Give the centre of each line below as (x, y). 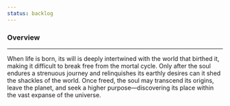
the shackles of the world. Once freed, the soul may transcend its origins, (111, 80)
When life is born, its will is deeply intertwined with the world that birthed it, (113, 58)
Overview (24, 37)
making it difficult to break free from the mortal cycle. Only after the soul (109, 66)
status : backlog (30, 13)
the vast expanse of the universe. (54, 95)
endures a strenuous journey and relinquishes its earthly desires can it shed (114, 73)
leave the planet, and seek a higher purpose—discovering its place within (111, 88)
